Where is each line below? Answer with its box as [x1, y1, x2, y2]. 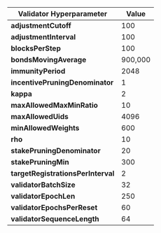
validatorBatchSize [10, 180, 76, 190]
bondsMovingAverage [10, 55, 87, 64]
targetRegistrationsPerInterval [10, 169, 115, 178]
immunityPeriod [10, 66, 66, 76]
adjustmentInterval [10, 32, 76, 41]
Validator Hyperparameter [17, 9, 108, 18]
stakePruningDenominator [10, 146, 101, 155]
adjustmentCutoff [10, 21, 71, 30]
